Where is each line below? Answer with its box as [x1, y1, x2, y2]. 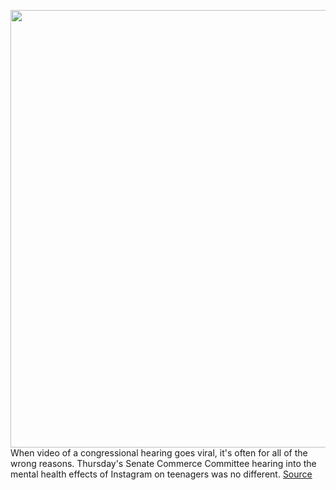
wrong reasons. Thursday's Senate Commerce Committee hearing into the [10, 458, 317, 469]
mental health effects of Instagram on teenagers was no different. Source [10, 468, 313, 480]
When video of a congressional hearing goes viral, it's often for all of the [10, 447, 308, 459]
